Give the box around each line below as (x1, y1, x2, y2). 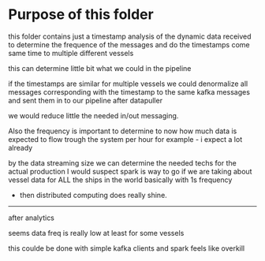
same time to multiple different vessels (8, 48, 134, 58)
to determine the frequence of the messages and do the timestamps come (8, 39, 250, 49)
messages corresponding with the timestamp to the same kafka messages (8, 87, 251, 96)
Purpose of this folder (8, 6, 154, 24)
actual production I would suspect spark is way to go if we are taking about (8, 166, 252, 176)
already (8, 143, 33, 152)
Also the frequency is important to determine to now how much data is (8, 126, 237, 136)
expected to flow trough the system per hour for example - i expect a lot (8, 134, 243, 144)
